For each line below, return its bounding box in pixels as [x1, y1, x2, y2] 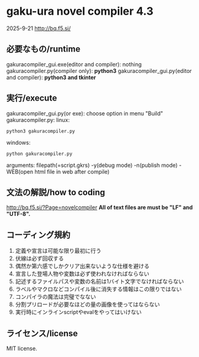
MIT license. [6, 345, 38, 352]
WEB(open [6, 167, 34, 175]
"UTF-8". [6, 210, 31, 218]
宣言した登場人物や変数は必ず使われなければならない [15, 270, 150, 277]
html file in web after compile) [34, 167, 110, 175]
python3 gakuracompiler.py [6, 128, 75, 134]
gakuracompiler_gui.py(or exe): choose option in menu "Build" [6, 109, 163, 117]
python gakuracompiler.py [6, 150, 72, 157]
